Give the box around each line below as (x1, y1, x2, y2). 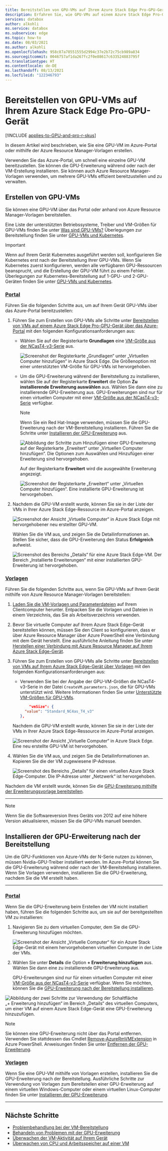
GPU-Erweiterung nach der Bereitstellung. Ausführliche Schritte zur (5, 1076, 144, 1082)
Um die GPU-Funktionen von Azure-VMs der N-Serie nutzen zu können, (5, 854, 153, 860)
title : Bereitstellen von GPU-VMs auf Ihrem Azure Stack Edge (5, 7, 137, 13)
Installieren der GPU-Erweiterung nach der (5, 832, 141, 841)
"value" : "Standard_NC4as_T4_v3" (24, 709, 94, 714)
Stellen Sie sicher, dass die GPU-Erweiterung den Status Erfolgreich (12, 536, 153, 543)
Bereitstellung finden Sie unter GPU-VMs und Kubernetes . (5, 232, 124, 238)
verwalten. (5, 178, 27, 184)
